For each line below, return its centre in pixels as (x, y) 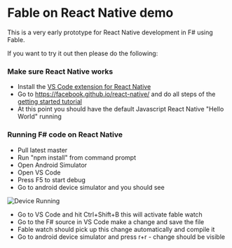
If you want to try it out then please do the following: (83, 53)
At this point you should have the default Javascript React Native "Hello (121, 109)
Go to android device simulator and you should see (91, 187)
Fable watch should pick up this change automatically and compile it (116, 229)
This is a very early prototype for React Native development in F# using (110, 32)
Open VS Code (39, 172)
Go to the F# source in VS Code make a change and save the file (111, 221)
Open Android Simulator (52, 165)
